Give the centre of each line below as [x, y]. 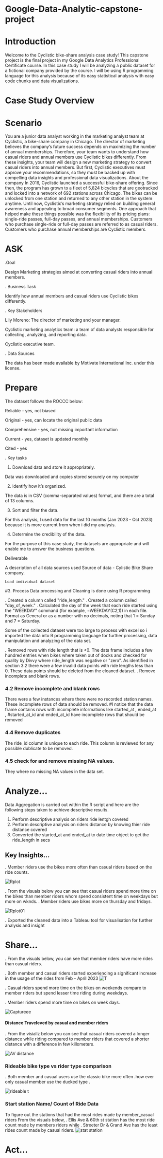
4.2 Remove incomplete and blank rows [53, 689]
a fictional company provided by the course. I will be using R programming [79, 71]
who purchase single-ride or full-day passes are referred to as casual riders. [81, 224]
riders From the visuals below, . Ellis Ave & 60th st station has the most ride [80, 1120]
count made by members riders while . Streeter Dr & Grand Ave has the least [81, 1125]
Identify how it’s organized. [39, 486]
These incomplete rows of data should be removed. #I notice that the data [79, 704]
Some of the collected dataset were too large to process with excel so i [76, 630]
